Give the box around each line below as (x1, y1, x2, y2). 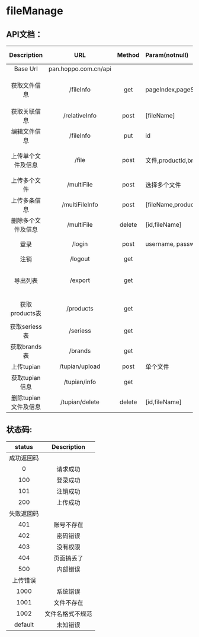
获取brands (9, 343, 42, 351)
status (14, 442, 34, 451)
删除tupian (11, 394, 41, 402)
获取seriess (9, 322, 43, 331)
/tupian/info (63, 378, 97, 386)
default (14, 620, 34, 629)
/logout (70, 255, 90, 262)
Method (117, 51, 140, 59)
